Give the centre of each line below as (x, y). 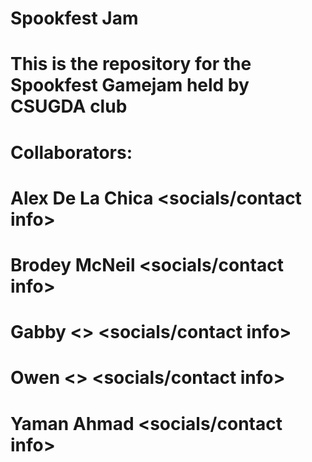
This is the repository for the (131, 64)
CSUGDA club (69, 106)
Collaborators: (71, 152)
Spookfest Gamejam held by (130, 85)
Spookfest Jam (74, 18)
